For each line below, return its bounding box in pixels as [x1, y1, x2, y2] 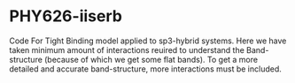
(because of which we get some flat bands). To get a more [43, 54, 259, 64]
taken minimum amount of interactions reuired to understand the [9, 44, 245, 55]
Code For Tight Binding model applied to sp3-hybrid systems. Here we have [9, 35, 287, 46]
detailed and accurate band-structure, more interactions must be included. [9, 64, 282, 74]
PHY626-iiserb [9, 6, 122, 26]
